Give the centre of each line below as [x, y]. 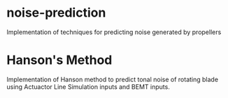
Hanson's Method [59, 60]
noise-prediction [56, 13]
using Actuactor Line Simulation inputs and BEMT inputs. [88, 87]
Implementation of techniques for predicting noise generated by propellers [114, 32]
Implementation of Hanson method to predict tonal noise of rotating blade [112, 79]
